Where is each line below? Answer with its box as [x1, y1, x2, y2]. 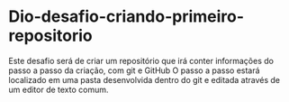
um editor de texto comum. [8, 84, 109, 95]
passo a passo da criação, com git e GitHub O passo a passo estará [8, 65, 260, 76]
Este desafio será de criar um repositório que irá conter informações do [8, 55, 274, 66]
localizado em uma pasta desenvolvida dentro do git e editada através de [8, 74, 281, 85]
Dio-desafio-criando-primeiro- [8, 6, 245, 27]
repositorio [8, 25, 93, 46]
